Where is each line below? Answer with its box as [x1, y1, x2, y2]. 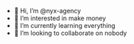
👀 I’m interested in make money [13, 14, 106, 22]
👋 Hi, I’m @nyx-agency [13, 7, 82, 15]
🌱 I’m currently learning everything [13, 22, 116, 29]
